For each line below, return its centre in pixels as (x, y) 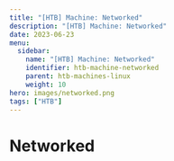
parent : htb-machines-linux (78, 76)
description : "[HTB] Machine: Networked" (88, 26)
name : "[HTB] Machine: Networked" (90, 59)
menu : (19, 43)
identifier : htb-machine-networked (92, 68)
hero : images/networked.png (62, 93)
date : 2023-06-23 (42, 34)
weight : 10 (46, 85)
